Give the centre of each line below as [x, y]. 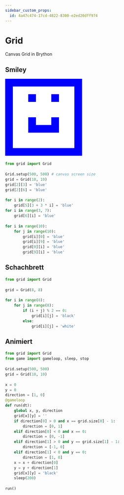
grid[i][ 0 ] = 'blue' [44, 236]
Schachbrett [25, 268]
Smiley [16, 70]
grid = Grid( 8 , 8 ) [24, 290]
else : [29, 321]
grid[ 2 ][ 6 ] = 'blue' [26, 190]
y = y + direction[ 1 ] [36, 468]
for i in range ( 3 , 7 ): [28, 211]
